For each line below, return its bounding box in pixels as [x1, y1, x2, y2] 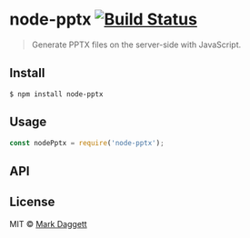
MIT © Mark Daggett [9, 218, 88, 229]
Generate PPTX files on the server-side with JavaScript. [31, 39, 242, 50]
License [9, 194, 55, 210]
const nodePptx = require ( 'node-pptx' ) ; [9, 138, 165, 147]
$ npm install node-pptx [9, 89, 104, 99]
